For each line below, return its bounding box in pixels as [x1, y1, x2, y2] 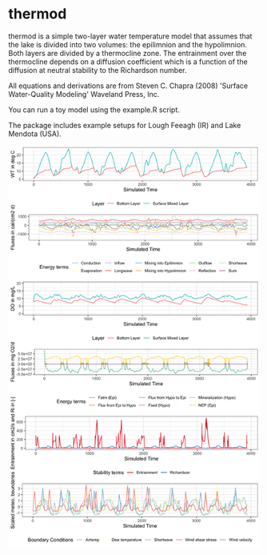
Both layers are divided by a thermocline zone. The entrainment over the [8, 48, 247, 58]
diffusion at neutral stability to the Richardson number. [8, 65, 187, 74]
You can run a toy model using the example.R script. [8, 105, 180, 115]
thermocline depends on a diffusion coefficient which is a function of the [8, 57, 248, 66]
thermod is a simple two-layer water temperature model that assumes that [8, 31, 253, 41]
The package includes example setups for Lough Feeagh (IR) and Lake [8, 120, 241, 130]
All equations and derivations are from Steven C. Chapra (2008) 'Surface [8, 81, 249, 90]
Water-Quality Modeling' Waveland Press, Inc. [8, 89, 160, 99]
